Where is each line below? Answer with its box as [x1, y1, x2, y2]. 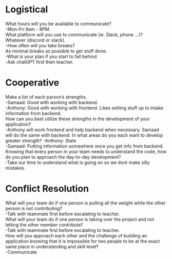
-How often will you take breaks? [5, 42, 75, 48]
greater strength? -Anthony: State [5, 137, 77, 143]
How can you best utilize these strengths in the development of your [5, 116, 150, 122]
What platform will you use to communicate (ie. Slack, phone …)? [5, 31, 143, 38]
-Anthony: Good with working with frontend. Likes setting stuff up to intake [5, 104, 163, 111]
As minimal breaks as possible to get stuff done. [5, 48, 107, 54]
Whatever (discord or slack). [5, 37, 66, 43]
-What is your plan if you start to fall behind [5, 53, 97, 60]
